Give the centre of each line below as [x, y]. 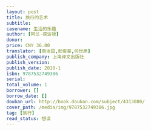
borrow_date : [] [27, 96]
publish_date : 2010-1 [34, 68]
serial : [16, 79]
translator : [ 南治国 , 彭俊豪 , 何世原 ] [49, 51]
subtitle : [19, 23]
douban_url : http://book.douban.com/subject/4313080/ [76, 101]
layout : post [23, 12]
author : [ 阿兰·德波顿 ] [33, 34]
